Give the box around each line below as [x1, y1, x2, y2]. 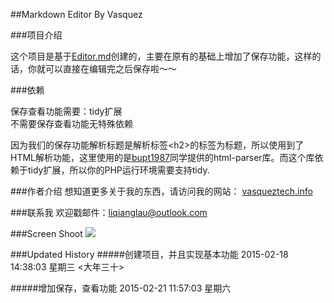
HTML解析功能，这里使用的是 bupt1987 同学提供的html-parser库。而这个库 [10, 152, 315, 163]
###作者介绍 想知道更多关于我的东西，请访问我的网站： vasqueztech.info [10, 185, 313, 197]
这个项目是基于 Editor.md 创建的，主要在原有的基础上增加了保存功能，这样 [10, 50, 313, 62]
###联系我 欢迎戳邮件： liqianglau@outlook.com [10, 207, 208, 218]
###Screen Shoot [10, 228, 83, 239]
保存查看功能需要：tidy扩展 [10, 105, 123, 117]
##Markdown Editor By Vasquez [10, 9, 143, 20]
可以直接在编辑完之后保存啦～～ [44, 63, 177, 74]
